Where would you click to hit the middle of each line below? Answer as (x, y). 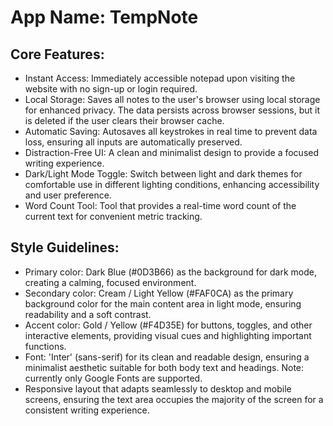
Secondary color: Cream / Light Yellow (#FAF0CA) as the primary (159, 293)
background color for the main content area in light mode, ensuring (163, 303)
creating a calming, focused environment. (110, 282)
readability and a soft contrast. (88, 314)
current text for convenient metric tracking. (113, 216)
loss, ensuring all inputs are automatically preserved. (133, 142)
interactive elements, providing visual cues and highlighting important (168, 335)
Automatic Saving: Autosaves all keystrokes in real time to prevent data (171, 131)
